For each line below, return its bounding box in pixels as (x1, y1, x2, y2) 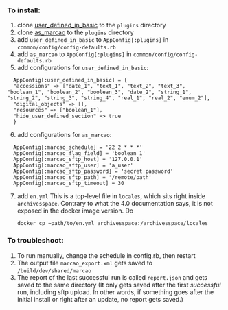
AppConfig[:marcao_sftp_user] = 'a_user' (13, 162, 134, 169)
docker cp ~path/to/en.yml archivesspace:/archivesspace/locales (16, 220, 208, 227)
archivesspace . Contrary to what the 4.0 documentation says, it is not (16, 200, 213, 208)
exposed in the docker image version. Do (16, 206, 134, 215)
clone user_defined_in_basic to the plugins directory (16, 21, 166, 29)
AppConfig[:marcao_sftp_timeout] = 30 (13, 180, 125, 187)
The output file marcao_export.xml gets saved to (16, 259, 153, 267)
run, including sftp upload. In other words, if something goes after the (16, 287, 214, 296)
